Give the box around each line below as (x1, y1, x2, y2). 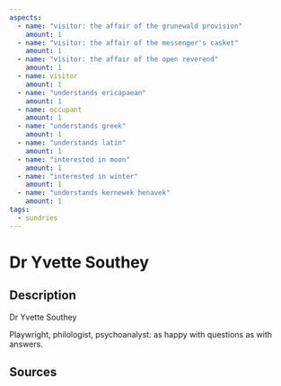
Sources (9, 364, 57, 380)
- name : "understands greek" (17, 122, 127, 131)
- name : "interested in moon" (17, 154, 130, 164)
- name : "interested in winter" (17, 171, 139, 180)
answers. (9, 338, 43, 349)
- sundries (17, 213, 58, 223)
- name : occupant (17, 105, 83, 114)
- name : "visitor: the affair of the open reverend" (17, 55, 219, 64)
